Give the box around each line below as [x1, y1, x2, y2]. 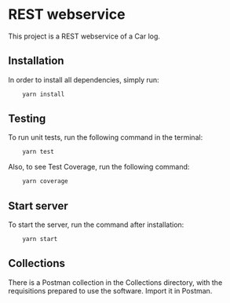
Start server [8, 199, 68, 213]
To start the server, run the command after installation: [8, 220, 184, 229]
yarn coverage [22, 177, 68, 185]
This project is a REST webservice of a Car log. [8, 31, 161, 41]
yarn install [22, 90, 65, 98]
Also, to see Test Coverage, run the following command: [8, 162, 190, 172]
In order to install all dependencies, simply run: [8, 75, 159, 84]
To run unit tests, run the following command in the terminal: [8, 133, 203, 142]
